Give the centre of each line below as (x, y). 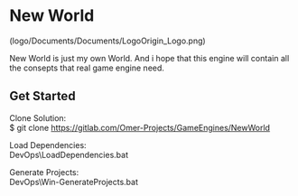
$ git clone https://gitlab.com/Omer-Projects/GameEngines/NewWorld (140, 127)
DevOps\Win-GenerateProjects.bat (74, 182)
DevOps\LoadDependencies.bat (69, 154)
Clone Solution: (38, 117)
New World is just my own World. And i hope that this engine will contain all (149, 58)
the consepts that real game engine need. (87, 68)
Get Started (42, 96)
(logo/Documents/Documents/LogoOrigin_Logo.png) (107, 41)
